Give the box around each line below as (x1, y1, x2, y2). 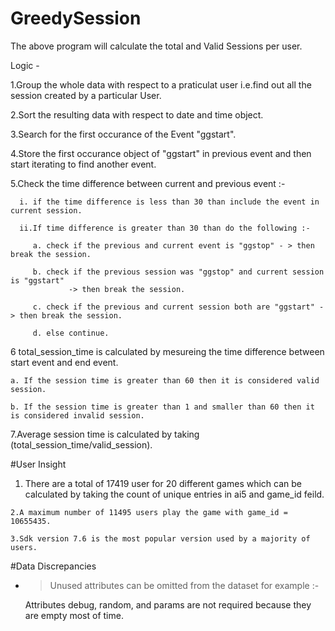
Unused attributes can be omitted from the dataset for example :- (49, 579, 320, 591)
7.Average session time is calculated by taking (10, 428, 200, 440)
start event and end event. (10, 356, 119, 368)
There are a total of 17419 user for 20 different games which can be (24, 477, 303, 489)
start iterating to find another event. (10, 158, 157, 170)
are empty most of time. (24, 609, 124, 621)
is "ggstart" (10, 275, 65, 286)
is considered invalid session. (10, 410, 145, 421)
